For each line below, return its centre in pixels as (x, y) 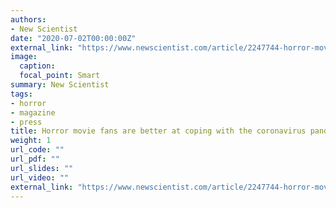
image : (24, 57)
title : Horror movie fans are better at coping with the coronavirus (158, 131)
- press (26, 122)
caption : (37, 66)
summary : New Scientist (60, 85)
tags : (21, 94)
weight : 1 (31, 141)
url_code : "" (37, 150)
